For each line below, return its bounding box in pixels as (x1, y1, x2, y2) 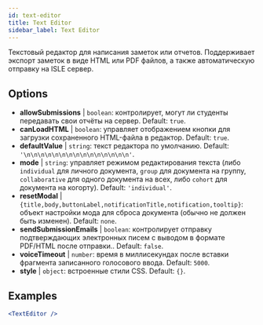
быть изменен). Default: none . (19, 217, 117, 226)
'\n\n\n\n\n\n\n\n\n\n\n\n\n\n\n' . (19, 150, 135, 159)
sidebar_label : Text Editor (8, 26, 100, 34)
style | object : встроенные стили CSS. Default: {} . (19, 266, 186, 276)
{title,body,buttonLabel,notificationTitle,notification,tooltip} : (19, 199, 243, 209)
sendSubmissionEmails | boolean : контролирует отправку (19, 225, 212, 234)
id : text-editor (8, 11, 61, 20)
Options (8, 87, 49, 100)
